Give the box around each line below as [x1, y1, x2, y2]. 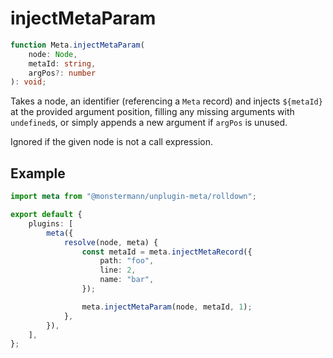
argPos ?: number [28, 68, 97, 78]
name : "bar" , [99, 275, 155, 285]
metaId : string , [28, 58, 97, 69]
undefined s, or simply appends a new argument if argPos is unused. [10, 117, 288, 129]
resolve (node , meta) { [63, 237, 159, 247]
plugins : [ [28, 218, 74, 229]
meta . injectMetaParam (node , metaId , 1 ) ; [81, 302, 253, 312]
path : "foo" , [99, 256, 155, 266]
